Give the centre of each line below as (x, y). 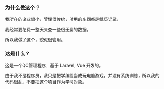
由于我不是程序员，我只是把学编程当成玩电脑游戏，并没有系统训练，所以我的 (82, 75)
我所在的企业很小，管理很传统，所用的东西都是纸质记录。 (63, 19)
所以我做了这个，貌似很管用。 (35, 40)
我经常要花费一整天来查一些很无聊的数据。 (48, 30)
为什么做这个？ (23, 7)
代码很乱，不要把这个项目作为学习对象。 (46, 82)
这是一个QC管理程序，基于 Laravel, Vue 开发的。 (54, 65)
